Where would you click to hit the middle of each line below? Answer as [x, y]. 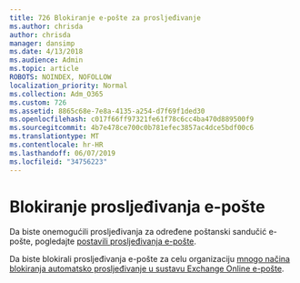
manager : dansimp [42, 43]
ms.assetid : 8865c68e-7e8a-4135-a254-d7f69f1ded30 [107, 111]
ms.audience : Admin [46, 60]
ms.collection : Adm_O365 [56, 94]
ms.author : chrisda [46, 26]
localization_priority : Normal [69, 86]
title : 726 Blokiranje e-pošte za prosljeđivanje [105, 18]
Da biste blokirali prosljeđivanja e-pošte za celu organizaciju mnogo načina [150, 259]
